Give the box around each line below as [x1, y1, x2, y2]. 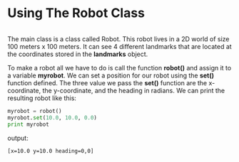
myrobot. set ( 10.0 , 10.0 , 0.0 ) [7, 114, 98, 121]
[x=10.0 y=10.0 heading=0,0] [7, 147, 94, 154]
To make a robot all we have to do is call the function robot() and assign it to [7, 63, 232, 72]
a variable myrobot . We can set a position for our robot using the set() [7, 71, 215, 80]
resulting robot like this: [7, 94, 77, 102]
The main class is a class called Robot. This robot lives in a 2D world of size [7, 34, 230, 43]
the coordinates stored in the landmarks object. [7, 50, 148, 58]
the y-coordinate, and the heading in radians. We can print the [42, 86, 225, 94]
